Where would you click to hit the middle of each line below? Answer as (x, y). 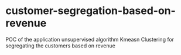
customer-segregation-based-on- (91, 11)
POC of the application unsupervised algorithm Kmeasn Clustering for (90, 39)
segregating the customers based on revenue (60, 46)
